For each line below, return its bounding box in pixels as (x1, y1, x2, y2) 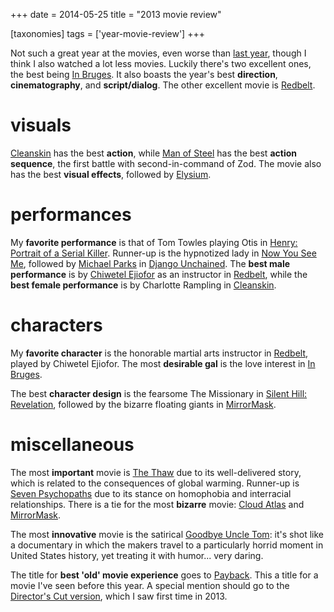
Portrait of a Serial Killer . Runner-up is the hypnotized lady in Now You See (10, 247, 317, 259)
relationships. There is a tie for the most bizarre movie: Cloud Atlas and (10, 498, 305, 510)
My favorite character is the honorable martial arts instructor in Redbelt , (10, 347, 309, 359)
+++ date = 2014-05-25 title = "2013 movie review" (10, 9, 222, 20)
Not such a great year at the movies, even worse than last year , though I (10, 47, 307, 59)
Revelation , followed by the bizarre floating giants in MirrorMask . (10, 398, 277, 410)
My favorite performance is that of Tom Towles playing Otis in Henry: (10, 236, 298, 248)
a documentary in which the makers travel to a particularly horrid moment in (10, 539, 324, 551)
